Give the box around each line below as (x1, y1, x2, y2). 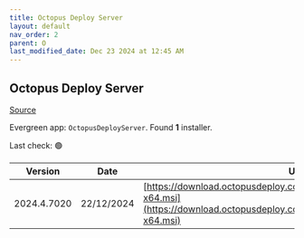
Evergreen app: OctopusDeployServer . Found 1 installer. (9, 121, 213, 132)
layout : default (9, 22, 71, 31)
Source (9, 104, 36, 115)
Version (25, 165, 61, 177)
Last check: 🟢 (9, 139, 63, 150)
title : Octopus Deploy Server (9, 13, 124, 23)
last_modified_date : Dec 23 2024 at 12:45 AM (9, 47, 184, 56)
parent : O (9, 38, 47, 48)
